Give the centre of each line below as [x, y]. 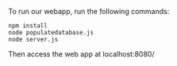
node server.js [33, 39]
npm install [28, 26]
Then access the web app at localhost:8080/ [81, 54]
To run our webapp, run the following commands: [89, 11]
